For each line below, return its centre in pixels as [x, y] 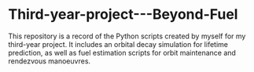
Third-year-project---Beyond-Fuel [123, 14]
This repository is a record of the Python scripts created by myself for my [127, 36]
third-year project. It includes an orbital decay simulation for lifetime [118, 44]
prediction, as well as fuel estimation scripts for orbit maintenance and [122, 52]
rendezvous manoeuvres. [50, 61]
